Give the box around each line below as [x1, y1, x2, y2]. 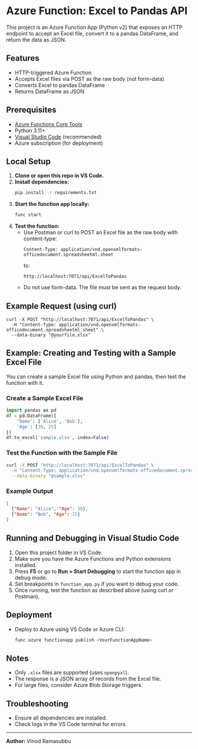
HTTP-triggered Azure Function [14, 69, 92, 76]
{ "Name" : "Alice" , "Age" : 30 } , [11, 506, 88, 512]
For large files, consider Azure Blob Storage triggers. [14, 682, 143, 689]
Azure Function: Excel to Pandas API [6, 4, 188, 18]
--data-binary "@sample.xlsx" [11, 473, 85, 479]
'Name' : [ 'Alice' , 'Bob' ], [16, 418, 83, 424]
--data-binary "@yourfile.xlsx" [11, 332, 91, 338]
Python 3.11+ [14, 127, 46, 134]
